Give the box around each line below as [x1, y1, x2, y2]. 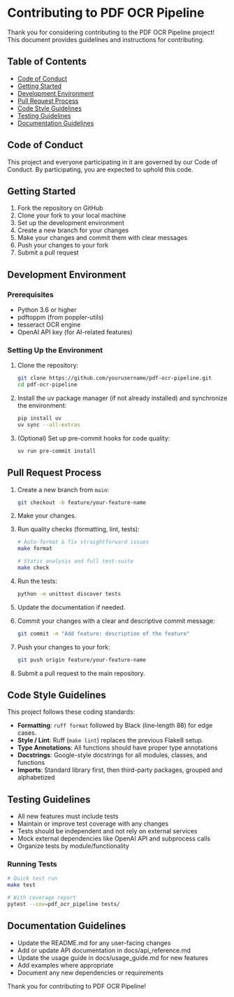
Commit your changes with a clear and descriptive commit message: [17, 617, 215, 625]
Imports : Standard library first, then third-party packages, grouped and [17, 766, 223, 774]
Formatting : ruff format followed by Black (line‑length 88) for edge [17, 722, 213, 730]
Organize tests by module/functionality [17, 842, 129, 850]
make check [17, 564, 50, 571]
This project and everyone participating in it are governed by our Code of [7, 157, 218, 166]
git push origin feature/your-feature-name [17, 656, 147, 664]
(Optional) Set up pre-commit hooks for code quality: [17, 433, 170, 442]
